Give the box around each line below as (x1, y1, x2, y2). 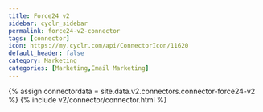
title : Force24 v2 (8, 11, 70, 20)
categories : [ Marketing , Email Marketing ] (8, 64, 150, 73)
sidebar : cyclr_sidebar (8, 19, 88, 27)
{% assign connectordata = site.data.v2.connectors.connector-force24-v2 (8, 86, 256, 96)
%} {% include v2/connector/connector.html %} (8, 94, 167, 105)
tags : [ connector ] (8, 34, 70, 43)
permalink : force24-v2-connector (8, 27, 121, 35)
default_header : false (8, 49, 84, 57)
